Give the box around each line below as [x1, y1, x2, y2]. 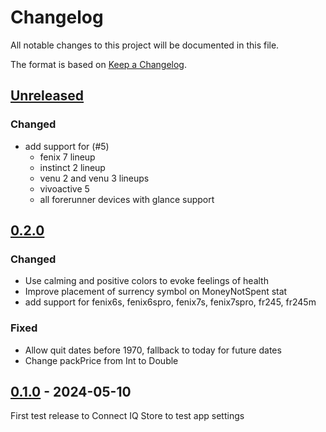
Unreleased [10, 87, 85, 105]
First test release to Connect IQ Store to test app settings [10, 410, 245, 422]
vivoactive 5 [39, 182, 90, 195]
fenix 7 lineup [39, 151, 96, 163]
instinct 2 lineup [39, 161, 106, 173]
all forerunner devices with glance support [39, 193, 215, 205]
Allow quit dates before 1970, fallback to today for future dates [24, 344, 282, 356]
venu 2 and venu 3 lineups [39, 172, 150, 184]
